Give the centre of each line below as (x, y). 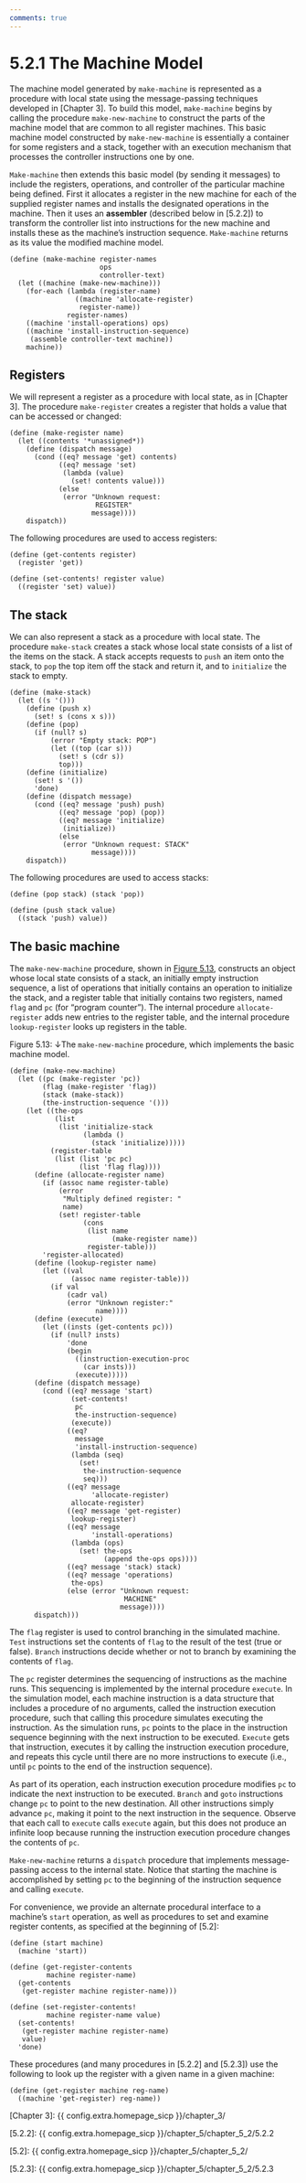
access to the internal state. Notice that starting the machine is (159, 1870)
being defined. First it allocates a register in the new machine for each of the (153, 194)
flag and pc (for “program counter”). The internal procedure (122, 1007)
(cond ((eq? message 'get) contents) (106, 457)
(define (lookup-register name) (95, 1263)
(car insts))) (110, 1367)
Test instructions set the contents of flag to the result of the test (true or (146, 1642)
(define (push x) (59, 709)
